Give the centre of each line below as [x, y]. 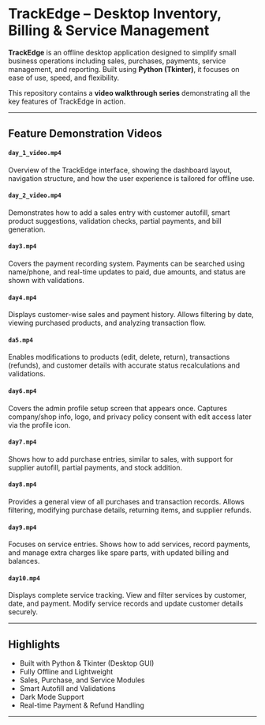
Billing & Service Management [109, 30]
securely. [23, 612]
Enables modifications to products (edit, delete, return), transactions [119, 357]
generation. [27, 229]
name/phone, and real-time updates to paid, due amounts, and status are [127, 272]
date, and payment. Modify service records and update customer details [126, 604]
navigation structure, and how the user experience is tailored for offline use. [131, 178]
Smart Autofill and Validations [67, 689]
